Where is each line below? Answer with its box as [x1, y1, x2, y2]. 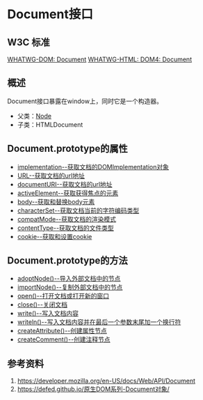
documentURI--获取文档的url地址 [17, 180, 113, 188]
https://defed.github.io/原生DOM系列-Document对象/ [17, 385, 170, 394]
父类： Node [17, 111, 52, 120]
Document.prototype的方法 [7, 255, 128, 267]
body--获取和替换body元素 [17, 197, 95, 206]
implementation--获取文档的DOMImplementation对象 [17, 162, 169, 171]
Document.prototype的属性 [7, 143, 128, 155]
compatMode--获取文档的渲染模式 [17, 215, 117, 223]
